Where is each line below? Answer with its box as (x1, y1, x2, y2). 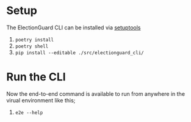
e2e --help (15, 109, 43, 116)
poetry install (15, 37, 54, 43)
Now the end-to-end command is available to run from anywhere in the (6, 90, 185, 98)
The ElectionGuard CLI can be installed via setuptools (6, 24, 141, 31)
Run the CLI (6, 70, 66, 84)
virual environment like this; (6, 96, 76, 104)
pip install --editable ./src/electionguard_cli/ (15, 49, 145, 56)
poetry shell (15, 43, 49, 49)
